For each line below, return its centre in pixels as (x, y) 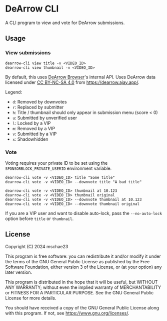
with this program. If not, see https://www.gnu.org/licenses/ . (67, 313)
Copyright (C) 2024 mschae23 (37, 246)
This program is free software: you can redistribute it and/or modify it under (83, 256)
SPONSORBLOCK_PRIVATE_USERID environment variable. (58, 168)
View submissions (28, 53)
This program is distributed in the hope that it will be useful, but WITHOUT (81, 282)
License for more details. (31, 298)
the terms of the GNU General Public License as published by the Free (77, 261)
